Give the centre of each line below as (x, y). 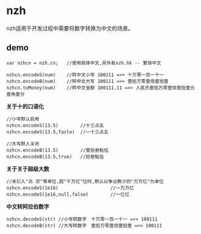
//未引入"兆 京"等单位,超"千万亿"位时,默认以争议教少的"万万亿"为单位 (85, 181)
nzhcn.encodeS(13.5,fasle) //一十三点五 (57, 132)
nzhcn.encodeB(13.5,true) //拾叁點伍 (55, 157)
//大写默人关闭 (23, 144)
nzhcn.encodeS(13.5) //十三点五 (55, 126)
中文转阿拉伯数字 (28, 206)
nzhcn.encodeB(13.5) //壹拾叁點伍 (57, 150)
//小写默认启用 (23, 119)
